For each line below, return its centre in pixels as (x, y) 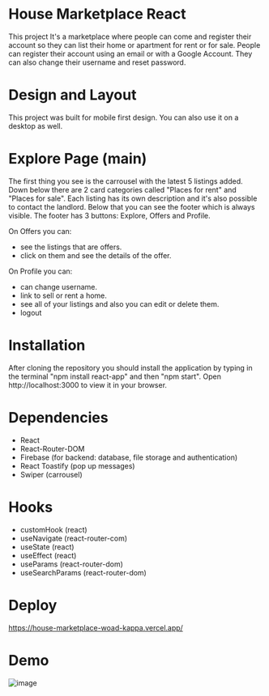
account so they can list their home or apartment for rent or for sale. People (134, 45)
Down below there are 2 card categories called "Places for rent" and (122, 189)
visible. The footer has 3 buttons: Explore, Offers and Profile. (109, 215)
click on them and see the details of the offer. (96, 255)
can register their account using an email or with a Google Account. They (130, 53)
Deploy (33, 605)
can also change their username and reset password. (97, 62)
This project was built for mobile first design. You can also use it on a (124, 117)
